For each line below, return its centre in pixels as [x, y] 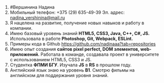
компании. [21, 28]
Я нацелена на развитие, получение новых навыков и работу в [77, 23]
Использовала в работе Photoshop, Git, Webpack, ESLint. [71, 39]
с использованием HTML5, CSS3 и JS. [51, 60]
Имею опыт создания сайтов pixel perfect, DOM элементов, [75, 49]
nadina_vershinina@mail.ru [37, 18]
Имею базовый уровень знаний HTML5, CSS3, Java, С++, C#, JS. [80, 33]
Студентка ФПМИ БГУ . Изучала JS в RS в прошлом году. [71, 65]
